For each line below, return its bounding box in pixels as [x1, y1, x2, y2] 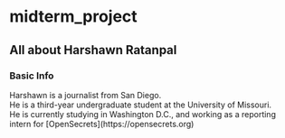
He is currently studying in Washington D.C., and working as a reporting [9, 108, 276, 119]
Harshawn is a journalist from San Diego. [9, 89, 162, 100]
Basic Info [9, 69, 54, 82]
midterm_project [9, 6, 138, 27]
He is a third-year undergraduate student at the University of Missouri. [9, 99, 272, 110]
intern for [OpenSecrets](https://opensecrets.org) [9, 118, 195, 129]
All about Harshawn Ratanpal [9, 42, 177, 58]
